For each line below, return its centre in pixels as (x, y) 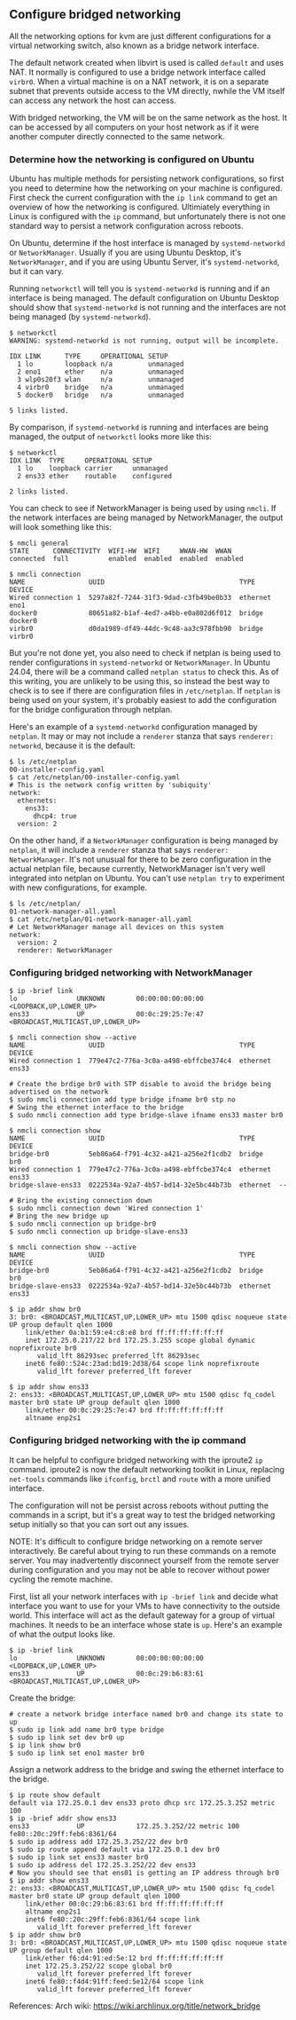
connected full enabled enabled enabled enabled (126, 559)
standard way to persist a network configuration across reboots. (126, 226)
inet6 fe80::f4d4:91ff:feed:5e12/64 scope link (114, 1981)
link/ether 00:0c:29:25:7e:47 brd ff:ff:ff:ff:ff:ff (125, 1410)
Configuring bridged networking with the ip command (128, 1440)
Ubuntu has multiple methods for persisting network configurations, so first (147, 179)
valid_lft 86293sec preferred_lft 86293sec (118, 1356)
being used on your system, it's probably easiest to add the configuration (143, 700)
